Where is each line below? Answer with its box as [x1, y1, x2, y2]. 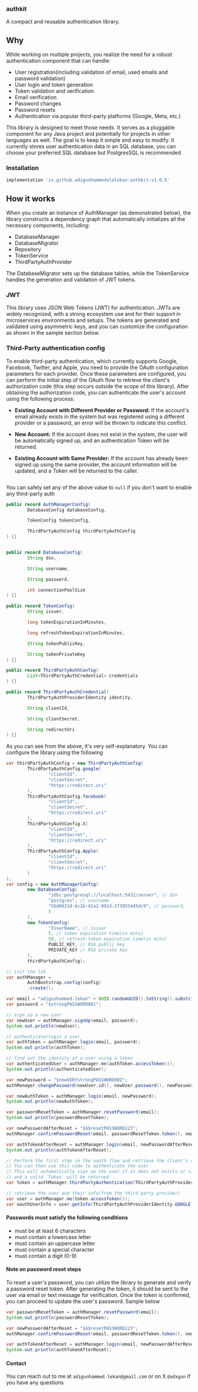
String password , [27, 576, 70, 582]
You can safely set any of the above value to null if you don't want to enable [6, 484, 192, 491]
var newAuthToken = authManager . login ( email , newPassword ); [6, 1093, 157, 1099]
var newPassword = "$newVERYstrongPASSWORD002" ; [6, 1077, 128, 1083]
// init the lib [6, 969, 46, 974]
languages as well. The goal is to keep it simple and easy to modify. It [6, 136, 175, 144]
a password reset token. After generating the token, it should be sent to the [6, 1285, 189, 1292]
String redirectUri [27, 726, 75, 732]
